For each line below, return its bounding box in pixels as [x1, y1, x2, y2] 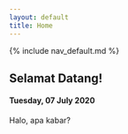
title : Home [9, 21, 53, 30]
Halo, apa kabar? [9, 115, 71, 126]
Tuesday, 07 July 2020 [9, 95, 95, 106]
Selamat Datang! [9, 71, 103, 86]
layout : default [9, 12, 69, 22]
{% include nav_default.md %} [9, 45, 120, 56]
